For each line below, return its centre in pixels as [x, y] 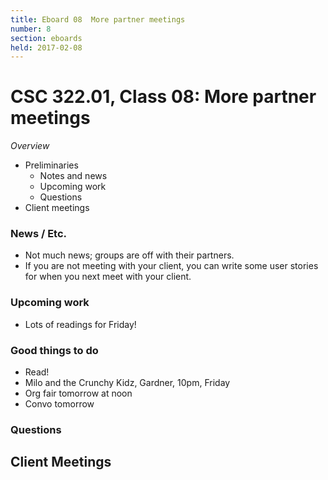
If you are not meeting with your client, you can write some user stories [171, 266]
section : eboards [46, 38]
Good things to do [54, 350]
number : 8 [31, 29]
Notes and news [73, 176]
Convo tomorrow [59, 404]
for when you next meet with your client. [108, 277]
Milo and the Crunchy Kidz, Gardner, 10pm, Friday [127, 383]
